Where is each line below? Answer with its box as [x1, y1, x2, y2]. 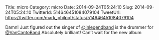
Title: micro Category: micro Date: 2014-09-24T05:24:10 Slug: [5, 4, 134, 10]
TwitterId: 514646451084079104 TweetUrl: [32, 9, 121, 15]
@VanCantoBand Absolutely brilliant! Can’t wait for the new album [5, 30, 142, 35]
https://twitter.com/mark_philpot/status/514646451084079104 [5, 15, 134, 20]
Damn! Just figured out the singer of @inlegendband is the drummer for [5, 24, 154, 30]
